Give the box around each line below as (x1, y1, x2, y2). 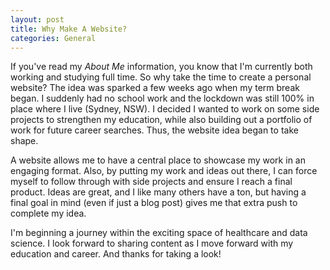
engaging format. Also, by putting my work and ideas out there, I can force (10, 165, 318, 177)
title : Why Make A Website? (10, 24, 128, 34)
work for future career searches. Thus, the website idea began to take (10, 124, 299, 136)
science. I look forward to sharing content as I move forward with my (10, 237, 294, 250)
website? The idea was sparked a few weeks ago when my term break (10, 82, 300, 94)
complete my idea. (10, 207, 87, 220)
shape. (10, 135, 39, 147)
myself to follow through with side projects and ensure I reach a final (10, 176, 293, 188)
